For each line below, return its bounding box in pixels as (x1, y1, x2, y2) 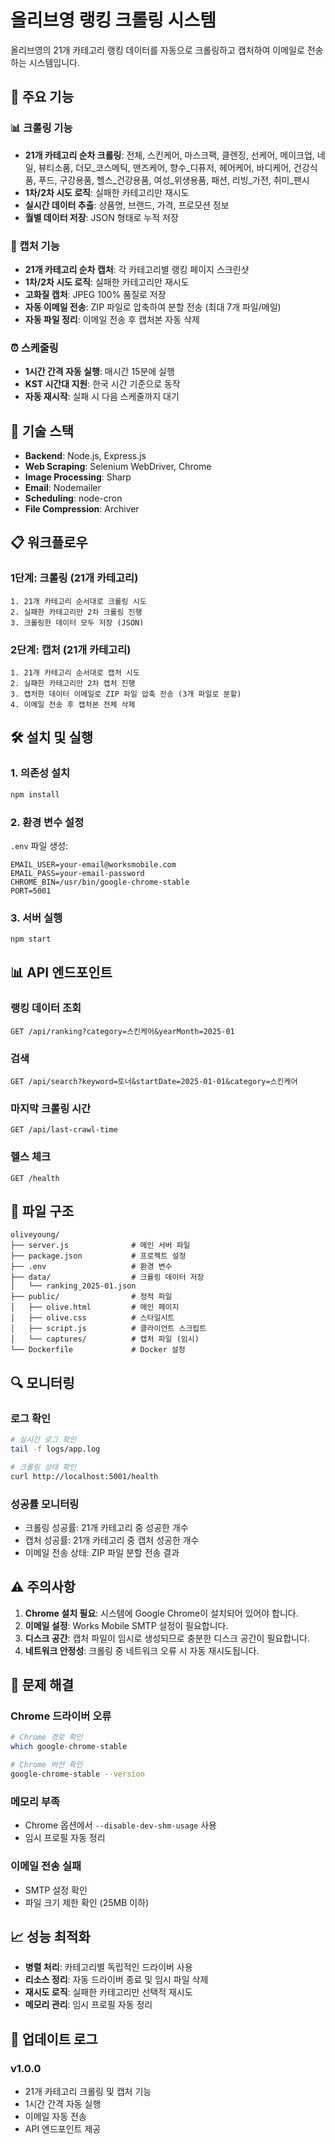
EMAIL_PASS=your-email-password (10, 868, 145, 878)
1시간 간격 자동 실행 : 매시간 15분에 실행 (24, 366, 175, 378)
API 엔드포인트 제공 (24, 2123, 102, 2135)
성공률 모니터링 (10, 1497, 80, 1511)
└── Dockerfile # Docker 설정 (10, 1345, 186, 1355)
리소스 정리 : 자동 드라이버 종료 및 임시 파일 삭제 (24, 1974, 209, 1986)
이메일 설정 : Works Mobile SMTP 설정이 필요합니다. (24, 1619, 229, 1631)
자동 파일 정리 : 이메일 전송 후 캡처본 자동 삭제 (24, 313, 200, 325)
